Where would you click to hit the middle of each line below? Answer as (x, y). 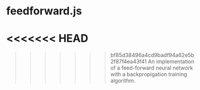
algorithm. (123, 81)
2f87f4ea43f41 (128, 62)
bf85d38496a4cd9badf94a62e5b (152, 55)
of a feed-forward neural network (152, 68)
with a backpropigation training (149, 74)
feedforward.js (44, 11)
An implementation (171, 62)
